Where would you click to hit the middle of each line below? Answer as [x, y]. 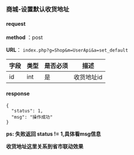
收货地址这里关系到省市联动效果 [45, 146]
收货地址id [88, 77]
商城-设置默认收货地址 [38, 9]
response [18, 93]
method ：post [24, 38]
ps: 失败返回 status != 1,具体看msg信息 [53, 134]
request [16, 23]
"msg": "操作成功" [32, 117]
